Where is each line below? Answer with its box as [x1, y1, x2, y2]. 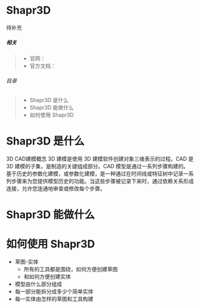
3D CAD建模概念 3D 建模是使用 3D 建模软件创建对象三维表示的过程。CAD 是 [6, 155, 194, 162]
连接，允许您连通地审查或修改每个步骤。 [6, 185, 105, 192]
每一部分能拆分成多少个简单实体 [14, 288, 93, 295]
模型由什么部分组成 [14, 281, 62, 288]
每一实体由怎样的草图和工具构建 [14, 296, 93, 303]
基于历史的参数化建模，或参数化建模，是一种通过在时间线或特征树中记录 [6, 170, 183, 177]
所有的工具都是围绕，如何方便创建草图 [23, 266, 118, 273]
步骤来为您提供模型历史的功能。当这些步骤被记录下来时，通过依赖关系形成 [11, 178, 194, 185]
